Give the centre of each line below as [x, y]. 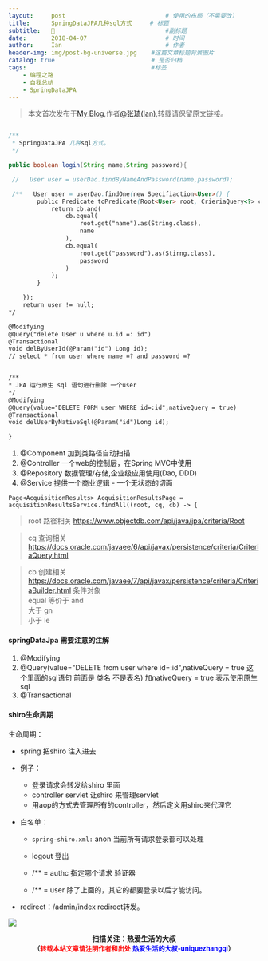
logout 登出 [50, 856]
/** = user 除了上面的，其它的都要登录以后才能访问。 [119, 890]
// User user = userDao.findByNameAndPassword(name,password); [122, 179]
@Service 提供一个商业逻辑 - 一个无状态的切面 [96, 483]
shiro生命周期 [31, 714]
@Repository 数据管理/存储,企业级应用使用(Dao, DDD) [108, 473]
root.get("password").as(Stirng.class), [148, 253]
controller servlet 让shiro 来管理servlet [95, 795]
